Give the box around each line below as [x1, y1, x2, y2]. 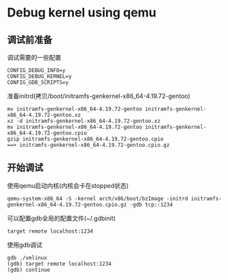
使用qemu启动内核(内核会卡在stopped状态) [7, 181, 129, 189]
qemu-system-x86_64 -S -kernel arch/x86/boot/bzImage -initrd [7, 195, 188, 202]
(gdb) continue [7, 266, 51, 273]
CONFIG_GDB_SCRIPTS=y [7, 79, 69, 86]
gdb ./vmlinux [7, 254, 48, 261]
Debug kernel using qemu [7, 5, 157, 21]
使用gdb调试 [7, 240, 42, 248]
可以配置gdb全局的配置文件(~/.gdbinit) [7, 214, 116, 222]
